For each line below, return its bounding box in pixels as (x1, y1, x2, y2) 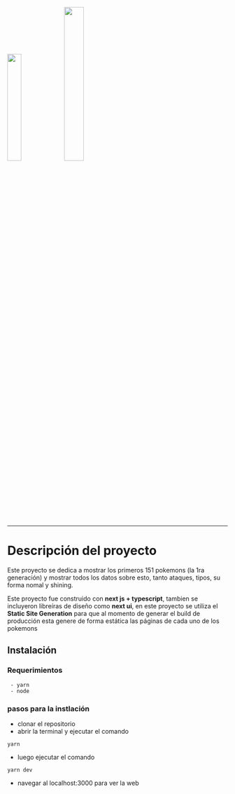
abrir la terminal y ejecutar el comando (17, 727, 129, 735)
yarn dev (7, 766, 33, 774)
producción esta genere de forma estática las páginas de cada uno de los (7, 617, 220, 625)
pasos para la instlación (7, 704, 90, 713)
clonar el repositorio (17, 719, 76, 728)
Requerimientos (7, 666, 63, 676)
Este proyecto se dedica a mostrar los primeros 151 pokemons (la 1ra (7, 566, 205, 574)
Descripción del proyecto (7, 543, 157, 559)
